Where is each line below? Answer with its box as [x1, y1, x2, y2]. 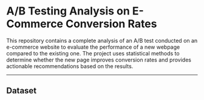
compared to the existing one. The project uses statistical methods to [6, 49, 180, 57]
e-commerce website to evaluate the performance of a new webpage [6, 43, 180, 51]
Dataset [6, 86, 37, 96]
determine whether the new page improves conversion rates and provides [6, 56, 191, 63]
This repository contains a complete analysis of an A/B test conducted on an [6, 37, 198, 44]
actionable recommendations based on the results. [6, 62, 134, 70]
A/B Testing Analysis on [6, 4, 131, 18]
